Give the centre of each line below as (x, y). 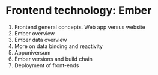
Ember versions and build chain (53, 59)
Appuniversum (32, 52)
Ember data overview (41, 40)
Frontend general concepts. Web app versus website (80, 27)
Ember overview (35, 33)
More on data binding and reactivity (59, 46)
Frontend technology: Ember (79, 10)
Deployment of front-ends (47, 65)
